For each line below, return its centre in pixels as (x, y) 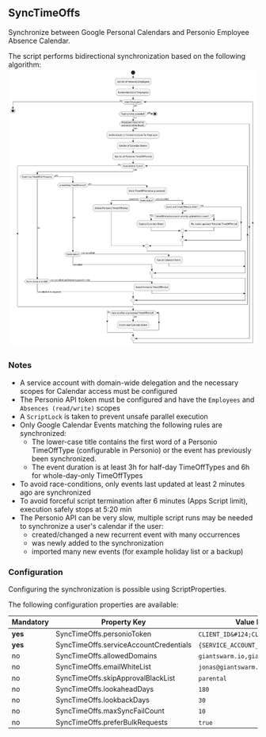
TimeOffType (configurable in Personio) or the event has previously (141, 450)
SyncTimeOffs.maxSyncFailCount (110, 711)
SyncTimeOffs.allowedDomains (106, 656)
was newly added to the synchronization (97, 542)
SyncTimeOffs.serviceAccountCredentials (123, 644)
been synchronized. (64, 458)
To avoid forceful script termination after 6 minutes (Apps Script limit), (133, 500)
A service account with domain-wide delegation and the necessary (129, 382)
